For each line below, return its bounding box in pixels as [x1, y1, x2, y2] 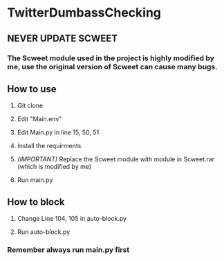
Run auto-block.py [17, 228, 71, 236]
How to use [7, 83, 57, 95]
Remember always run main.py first [7, 245, 130, 255]
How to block [7, 196, 65, 208]
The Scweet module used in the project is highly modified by [7, 53, 214, 63]
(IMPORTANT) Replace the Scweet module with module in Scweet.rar [17, 155, 215, 163]
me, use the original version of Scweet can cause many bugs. [7, 62, 218, 71]
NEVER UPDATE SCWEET [7, 33, 118, 44]
